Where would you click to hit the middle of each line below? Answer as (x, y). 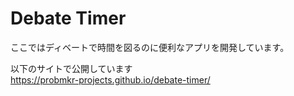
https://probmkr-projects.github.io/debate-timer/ (110, 79)
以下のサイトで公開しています (71, 68)
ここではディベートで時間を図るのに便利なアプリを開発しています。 (150, 47)
